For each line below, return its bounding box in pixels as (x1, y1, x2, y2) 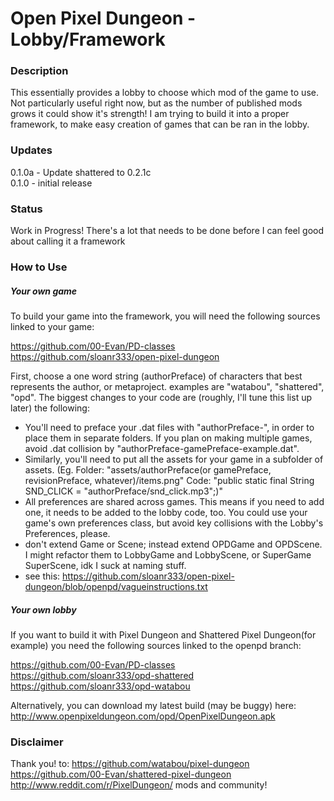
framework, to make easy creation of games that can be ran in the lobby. (10, 118, 310, 131)
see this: (24, 570, 61, 582)
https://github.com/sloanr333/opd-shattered (10, 669, 195, 681)
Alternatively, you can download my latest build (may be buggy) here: (10, 699, 297, 711)
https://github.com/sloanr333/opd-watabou (10, 680, 191, 692)
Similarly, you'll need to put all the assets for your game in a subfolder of (24, 453, 324, 465)
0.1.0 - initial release (10, 177, 93, 189)
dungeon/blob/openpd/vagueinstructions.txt (24, 580, 208, 592)
